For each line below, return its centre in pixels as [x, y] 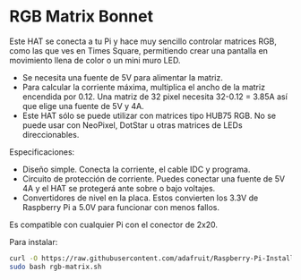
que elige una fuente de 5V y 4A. [83, 106]
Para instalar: [34, 242]
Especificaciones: [42, 152]
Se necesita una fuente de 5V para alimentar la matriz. [123, 77]
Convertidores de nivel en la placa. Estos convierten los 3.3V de [140, 198]
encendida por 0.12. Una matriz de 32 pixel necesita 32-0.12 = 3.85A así [155, 97]
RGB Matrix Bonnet [82, 17]
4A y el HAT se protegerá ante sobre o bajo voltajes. [119, 188]
